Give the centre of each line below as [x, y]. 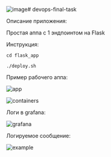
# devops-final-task [52, 9]
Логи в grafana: [26, 112]
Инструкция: [23, 44]
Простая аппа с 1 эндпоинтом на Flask [56, 33]
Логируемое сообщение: [39, 136]
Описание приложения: [37, 21]
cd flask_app [23, 56]
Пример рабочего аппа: [37, 77]
